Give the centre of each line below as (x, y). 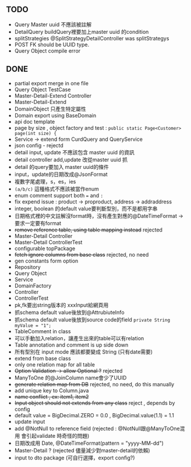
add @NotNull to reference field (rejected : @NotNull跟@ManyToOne (97, 428)
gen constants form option (46, 261)
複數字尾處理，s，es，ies (45, 181)
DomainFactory (33, 285)
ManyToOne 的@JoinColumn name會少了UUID (70, 378)
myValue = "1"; (33, 326)
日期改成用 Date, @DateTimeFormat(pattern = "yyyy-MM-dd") (89, 443)
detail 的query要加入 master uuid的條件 (61, 167)
